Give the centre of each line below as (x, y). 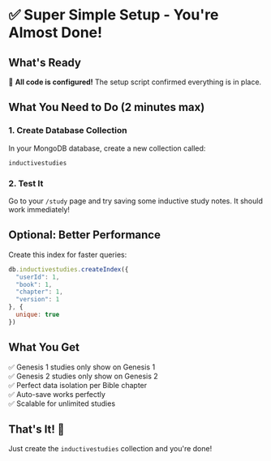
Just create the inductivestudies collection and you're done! (110, 449)
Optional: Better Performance (84, 235)
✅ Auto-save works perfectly (57, 394)
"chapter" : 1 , (39, 292)
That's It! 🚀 (37, 429)
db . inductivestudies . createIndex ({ (69, 269)
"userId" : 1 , (38, 277)
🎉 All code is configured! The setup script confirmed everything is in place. (135, 82)
